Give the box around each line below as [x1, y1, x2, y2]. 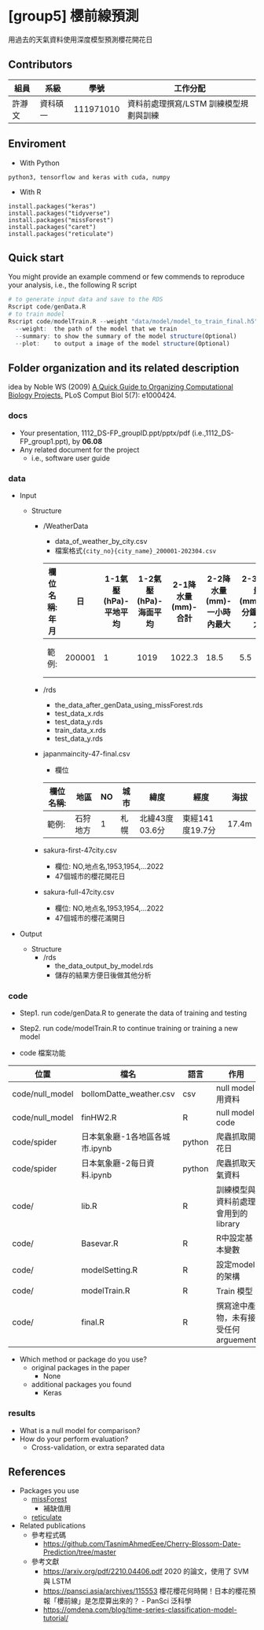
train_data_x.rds [54, 725, 106, 734]
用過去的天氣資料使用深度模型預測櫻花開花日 [8, 35, 153, 44]
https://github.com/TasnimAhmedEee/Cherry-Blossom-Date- [42, 1539, 241, 1549]
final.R [81, 1317, 104, 1328]
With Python [19, 158, 60, 168]
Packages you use [19, 1486, 80, 1495]
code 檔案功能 [19, 1048, 66, 1058]
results [8, 1408, 36, 1419]
